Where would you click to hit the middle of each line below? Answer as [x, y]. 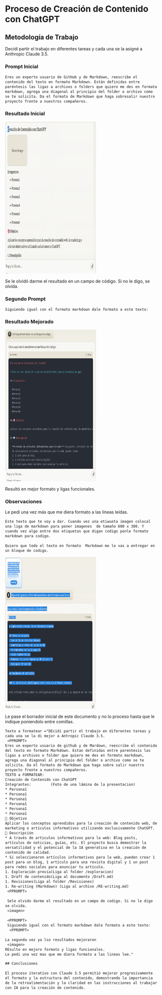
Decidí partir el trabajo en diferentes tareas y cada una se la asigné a [74, 49]
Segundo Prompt [25, 298]
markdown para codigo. [28, 536]
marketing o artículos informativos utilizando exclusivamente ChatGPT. [80, 829]
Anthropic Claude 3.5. [27, 54]
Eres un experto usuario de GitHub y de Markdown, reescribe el [71, 77]
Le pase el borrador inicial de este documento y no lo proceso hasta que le [80, 716]
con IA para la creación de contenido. [45, 988]
